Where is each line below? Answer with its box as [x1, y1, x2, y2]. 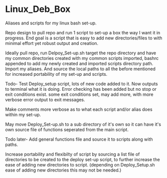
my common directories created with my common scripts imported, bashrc [5, 55, 159, 61]
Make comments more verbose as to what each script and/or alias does [5, 106, 153, 112]
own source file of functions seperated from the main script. [5, 126, 129, 133]
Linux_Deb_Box [5, 3, 71, 15]
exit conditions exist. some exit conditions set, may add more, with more [5, 91, 154, 97]
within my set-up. [5, 111, 41, 118]
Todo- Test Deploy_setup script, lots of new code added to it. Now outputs [5, 81, 158, 87]
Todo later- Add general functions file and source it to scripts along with [5, 136, 153, 142]
